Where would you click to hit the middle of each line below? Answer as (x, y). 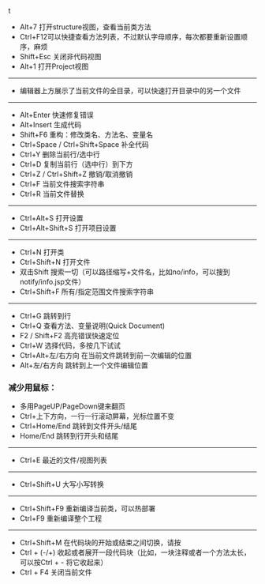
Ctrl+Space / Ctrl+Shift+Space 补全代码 (84, 144)
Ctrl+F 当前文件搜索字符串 (62, 184)
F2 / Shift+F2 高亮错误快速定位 (69, 335)
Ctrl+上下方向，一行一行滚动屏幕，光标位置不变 (97, 416)
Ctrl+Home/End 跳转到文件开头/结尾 (78, 426)
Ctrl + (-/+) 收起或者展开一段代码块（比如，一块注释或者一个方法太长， (135, 552)
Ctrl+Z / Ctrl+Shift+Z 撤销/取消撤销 (76, 174)
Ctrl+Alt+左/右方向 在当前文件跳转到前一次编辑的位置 (106, 355)
